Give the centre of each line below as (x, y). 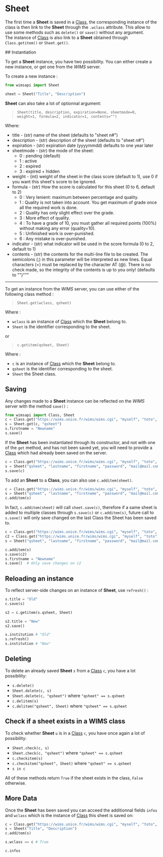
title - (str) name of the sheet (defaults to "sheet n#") (65, 135)
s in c (19, 769)
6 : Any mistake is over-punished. (53, 238)
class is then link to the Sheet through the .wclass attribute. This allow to (78, 27)
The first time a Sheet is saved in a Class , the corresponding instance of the (81, 22)
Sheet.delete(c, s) (32, 691)
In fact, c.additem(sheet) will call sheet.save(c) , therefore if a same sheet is (81, 507)
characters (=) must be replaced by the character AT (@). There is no (81, 264)
